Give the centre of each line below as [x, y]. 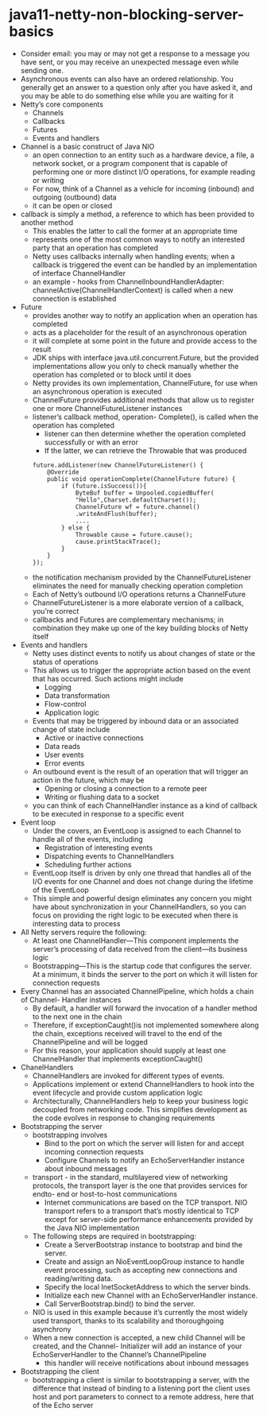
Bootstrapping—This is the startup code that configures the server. [142, 966]
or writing [48, 180]
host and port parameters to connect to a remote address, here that [143, 1396]
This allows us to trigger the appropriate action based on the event [141, 670]
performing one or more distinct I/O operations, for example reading [143, 172]
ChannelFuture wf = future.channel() [138, 506]
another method [47, 222]
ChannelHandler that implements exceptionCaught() [118, 1058]
